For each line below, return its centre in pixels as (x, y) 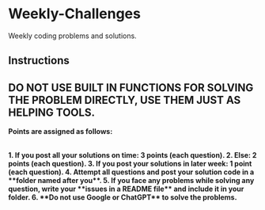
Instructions (39, 61)
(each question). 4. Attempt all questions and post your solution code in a (131, 172)
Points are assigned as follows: (61, 132)
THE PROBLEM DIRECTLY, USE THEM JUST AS (125, 100)
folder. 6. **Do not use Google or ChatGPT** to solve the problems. (123, 197)
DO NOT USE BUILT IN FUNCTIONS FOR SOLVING (131, 88)
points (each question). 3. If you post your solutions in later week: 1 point (130, 164)
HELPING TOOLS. (51, 112)
